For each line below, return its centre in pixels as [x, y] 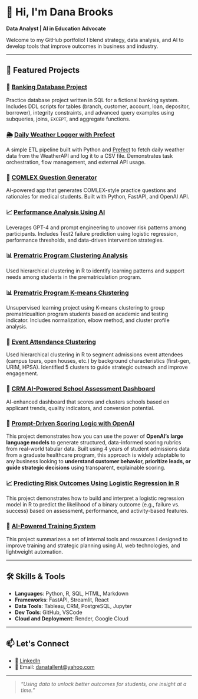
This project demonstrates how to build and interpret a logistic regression [95, 498]
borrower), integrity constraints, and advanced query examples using [90, 112]
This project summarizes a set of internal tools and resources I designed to [97, 539]
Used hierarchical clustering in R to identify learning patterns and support [95, 271]
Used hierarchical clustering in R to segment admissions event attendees [95, 355]
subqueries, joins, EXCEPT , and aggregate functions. [68, 119]
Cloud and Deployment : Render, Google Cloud [71, 619]
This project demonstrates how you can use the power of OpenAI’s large [95, 436]
